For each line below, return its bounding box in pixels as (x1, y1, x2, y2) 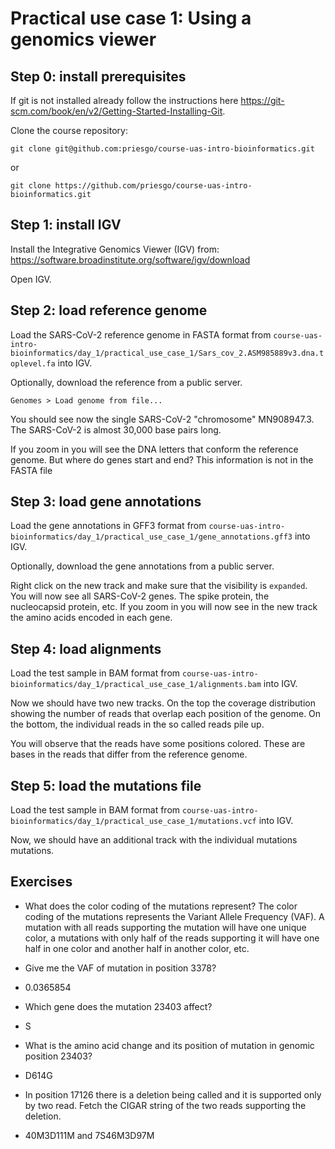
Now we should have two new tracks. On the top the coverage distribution (10, 697, 316, 709)
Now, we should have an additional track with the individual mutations (10, 834, 298, 846)
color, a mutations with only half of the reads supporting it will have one (24, 932, 320, 944)
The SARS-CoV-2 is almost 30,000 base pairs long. (10, 423, 222, 436)
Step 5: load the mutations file (10, 777, 202, 794)
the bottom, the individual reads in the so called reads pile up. (10, 718, 265, 731)
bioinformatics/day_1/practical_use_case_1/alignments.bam (10, 680, 262, 690)
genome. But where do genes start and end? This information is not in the (10, 453, 314, 466)
